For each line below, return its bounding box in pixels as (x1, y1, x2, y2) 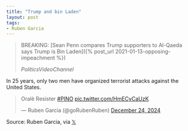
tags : (6, 20, 20, 26)
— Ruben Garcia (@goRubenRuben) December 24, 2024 (20, 107, 160, 114)
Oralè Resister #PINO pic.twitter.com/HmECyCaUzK (20, 95, 149, 102)
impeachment (20, 54, 55, 61)
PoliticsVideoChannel (20, 66, 74, 73)
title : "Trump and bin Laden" (6, 8, 82, 15)
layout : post (6, 14, 39, 20)
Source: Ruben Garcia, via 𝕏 (6, 118, 76, 126)
